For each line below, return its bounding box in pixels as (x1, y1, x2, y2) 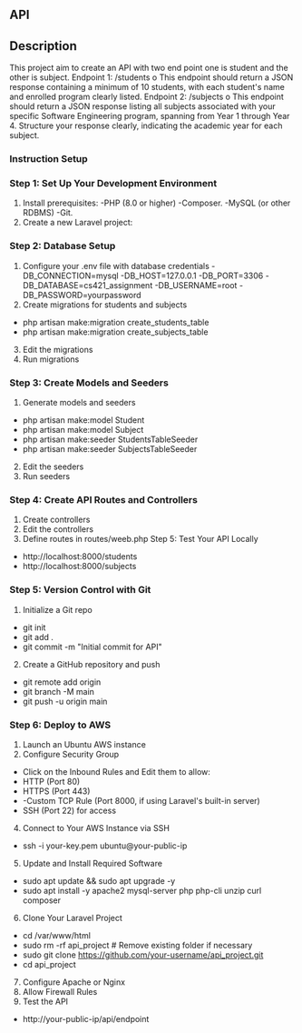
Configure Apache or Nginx (22, 977, 125, 988)
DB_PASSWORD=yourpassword (22, 289, 142, 300)
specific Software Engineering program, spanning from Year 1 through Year (9, 111, 290, 122)
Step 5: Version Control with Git (9, 584, 151, 597)
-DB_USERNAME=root (154, 279, 238, 290)
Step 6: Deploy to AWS (9, 718, 112, 731)
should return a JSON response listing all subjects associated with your (9, 101, 276, 112)
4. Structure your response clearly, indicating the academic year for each (9, 120, 283, 131)
